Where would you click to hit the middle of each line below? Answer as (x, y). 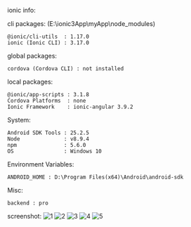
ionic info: (22, 10)
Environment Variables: (41, 164)
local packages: (30, 82)
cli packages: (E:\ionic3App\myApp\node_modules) (81, 24)
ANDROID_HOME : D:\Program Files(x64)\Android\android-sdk (95, 177)
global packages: (32, 56)
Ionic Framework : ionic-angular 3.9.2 (70, 107)
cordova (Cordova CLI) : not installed (66, 69)
